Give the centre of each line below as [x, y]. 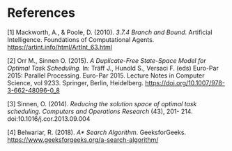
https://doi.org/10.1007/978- [185, 82]
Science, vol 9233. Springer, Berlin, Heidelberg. [76, 82]
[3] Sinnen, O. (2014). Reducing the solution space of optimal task [102, 103]
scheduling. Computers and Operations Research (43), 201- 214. [100, 111]
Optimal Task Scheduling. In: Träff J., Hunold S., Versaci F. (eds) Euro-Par [113, 68]
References [41, 13]
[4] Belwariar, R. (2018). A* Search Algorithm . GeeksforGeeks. [97, 132]
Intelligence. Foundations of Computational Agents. [81, 39]
